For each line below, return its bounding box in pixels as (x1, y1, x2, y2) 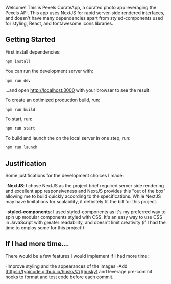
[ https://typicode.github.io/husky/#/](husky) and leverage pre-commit (5, 268, 153, 274)
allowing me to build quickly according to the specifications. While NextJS (5, 193, 161, 199)
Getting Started (5, 35, 56, 44)
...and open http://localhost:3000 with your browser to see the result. (5, 87, 151, 93)
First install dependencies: (5, 48, 61, 55)
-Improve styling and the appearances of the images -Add (5, 263, 128, 269)
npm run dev (5, 78, 31, 83)
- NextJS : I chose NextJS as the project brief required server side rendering (5, 183, 164, 188)
